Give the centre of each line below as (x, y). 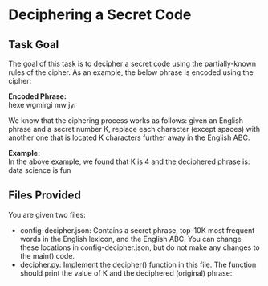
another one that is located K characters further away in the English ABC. (129, 137)
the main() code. (47, 255)
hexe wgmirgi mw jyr (43, 105)
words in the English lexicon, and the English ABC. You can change (131, 239)
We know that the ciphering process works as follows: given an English (126, 121)
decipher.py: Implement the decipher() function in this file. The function (138, 264)
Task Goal (34, 45)
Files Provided (45, 196)
